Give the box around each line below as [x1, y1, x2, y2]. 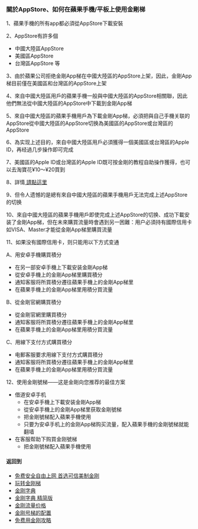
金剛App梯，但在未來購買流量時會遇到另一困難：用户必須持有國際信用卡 [16, 219, 192, 226]
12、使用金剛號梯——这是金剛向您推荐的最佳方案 [6, 379, 126, 386]
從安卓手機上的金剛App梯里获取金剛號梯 [23, 406, 122, 413]
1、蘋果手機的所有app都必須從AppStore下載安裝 [6, 20, 124, 27]
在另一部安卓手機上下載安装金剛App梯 [14, 264, 108, 271]
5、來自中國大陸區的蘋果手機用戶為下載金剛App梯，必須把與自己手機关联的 [6, 113, 190, 120]
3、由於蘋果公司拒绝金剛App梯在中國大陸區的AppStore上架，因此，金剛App [6, 72, 192, 79]
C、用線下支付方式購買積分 [6, 339, 73, 346]
